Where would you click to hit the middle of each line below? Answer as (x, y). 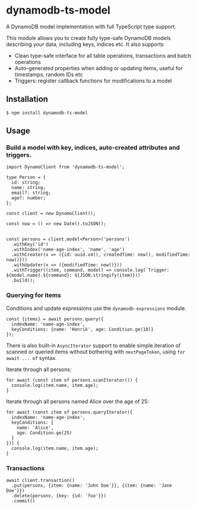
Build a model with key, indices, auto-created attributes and (93, 148)
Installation (27, 99)
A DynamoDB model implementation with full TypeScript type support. (91, 27)
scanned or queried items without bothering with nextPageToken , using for (96, 352)
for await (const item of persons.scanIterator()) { (72, 380)
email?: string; (31, 193)
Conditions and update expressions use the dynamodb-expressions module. (96, 308)
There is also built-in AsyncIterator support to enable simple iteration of (94, 345)
